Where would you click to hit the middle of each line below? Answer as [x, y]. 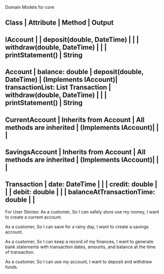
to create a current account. [34, 217]
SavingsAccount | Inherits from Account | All [75, 152]
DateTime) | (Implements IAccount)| [61, 80]
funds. [12, 267]
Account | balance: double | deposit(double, [75, 72]
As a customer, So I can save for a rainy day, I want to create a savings [77, 226]
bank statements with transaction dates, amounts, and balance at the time [80, 247]
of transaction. [20, 252]
